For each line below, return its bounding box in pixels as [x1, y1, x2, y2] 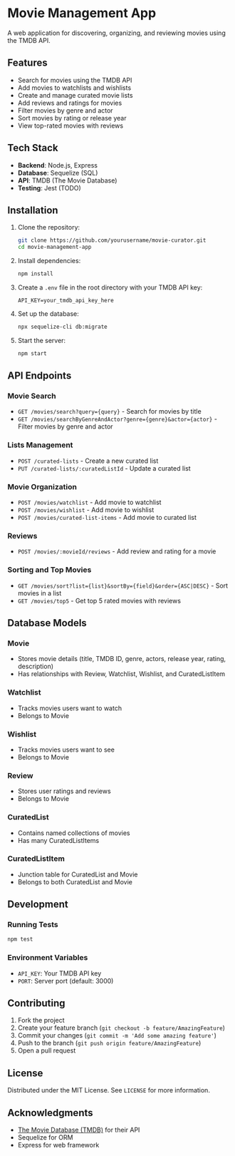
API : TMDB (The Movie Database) [17, 176, 117, 185]
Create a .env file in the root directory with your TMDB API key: [17, 283, 203, 292]
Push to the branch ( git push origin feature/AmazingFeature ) [17, 1039, 202, 1048]
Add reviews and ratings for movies [17, 98, 122, 107]
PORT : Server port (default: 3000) [17, 976, 114, 985]
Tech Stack [7, 142, 58, 154]
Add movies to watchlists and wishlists [17, 83, 132, 92]
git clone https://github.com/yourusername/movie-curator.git [17, 237, 207, 244]
